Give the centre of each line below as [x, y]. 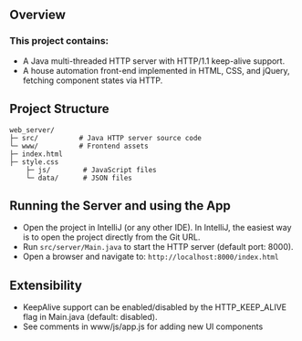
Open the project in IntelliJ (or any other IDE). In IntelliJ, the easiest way [157, 228]
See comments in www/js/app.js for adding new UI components [143, 326]
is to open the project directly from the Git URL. [111, 237]
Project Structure [59, 109]
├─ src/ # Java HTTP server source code [106, 138]
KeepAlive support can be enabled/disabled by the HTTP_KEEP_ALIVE [155, 307]
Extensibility [46, 285]
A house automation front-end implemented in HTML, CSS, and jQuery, [156, 70]
